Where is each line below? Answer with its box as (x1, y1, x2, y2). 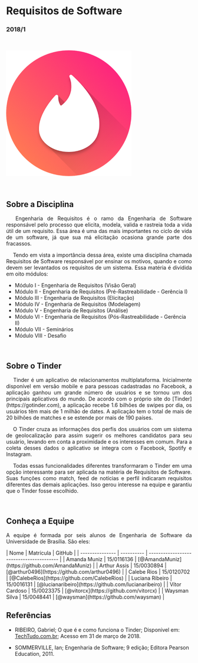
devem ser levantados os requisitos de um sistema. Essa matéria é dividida (6, 264, 192, 271)
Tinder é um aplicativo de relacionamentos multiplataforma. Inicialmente (13, 377, 192, 384)
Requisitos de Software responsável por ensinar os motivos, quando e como (6, 258, 192, 265)
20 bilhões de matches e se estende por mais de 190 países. (6, 414, 153, 421)
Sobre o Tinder (6, 361, 62, 371)
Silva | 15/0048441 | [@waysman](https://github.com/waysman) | (6, 593, 165, 600)
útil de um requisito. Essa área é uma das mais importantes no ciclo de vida (6, 228, 192, 235)
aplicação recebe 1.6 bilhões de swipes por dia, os (67, 402, 192, 409)
